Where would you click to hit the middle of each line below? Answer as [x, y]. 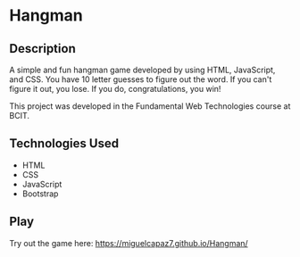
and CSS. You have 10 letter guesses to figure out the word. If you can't [141, 79]
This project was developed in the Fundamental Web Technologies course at [150, 106]
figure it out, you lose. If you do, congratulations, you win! [115, 89]
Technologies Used [64, 144]
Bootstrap [40, 194]
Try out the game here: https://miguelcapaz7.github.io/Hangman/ [129, 243]
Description [42, 49]
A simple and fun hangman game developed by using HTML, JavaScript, [142, 70]
